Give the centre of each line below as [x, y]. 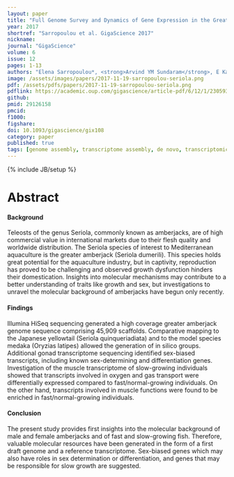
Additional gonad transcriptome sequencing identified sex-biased [101, 353]
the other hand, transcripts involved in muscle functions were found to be [112, 390]
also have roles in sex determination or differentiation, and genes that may [114, 458]
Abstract [33, 197]
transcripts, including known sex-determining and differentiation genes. [110, 360]
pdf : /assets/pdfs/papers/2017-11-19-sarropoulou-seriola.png [99, 85]
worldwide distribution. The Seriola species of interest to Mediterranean [110, 247]
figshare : [22, 124]
